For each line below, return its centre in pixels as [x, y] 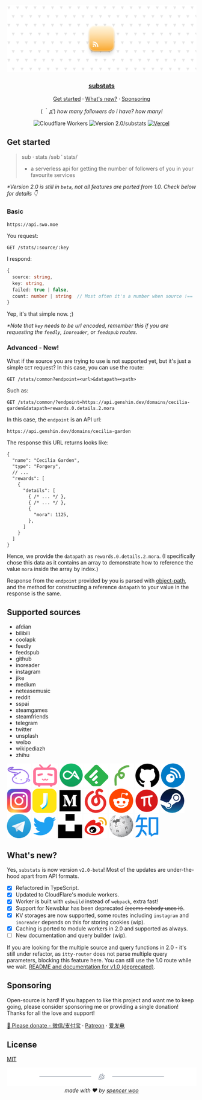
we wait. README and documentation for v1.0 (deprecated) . [81, 967]
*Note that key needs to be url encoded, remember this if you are [88, 326]
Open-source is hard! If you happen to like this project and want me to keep [100, 1000]
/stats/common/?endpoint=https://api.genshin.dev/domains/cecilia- [104, 402]
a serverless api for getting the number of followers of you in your [112, 168]
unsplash [27, 736]
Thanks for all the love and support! [51, 1013]
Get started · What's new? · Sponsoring [102, 98]
